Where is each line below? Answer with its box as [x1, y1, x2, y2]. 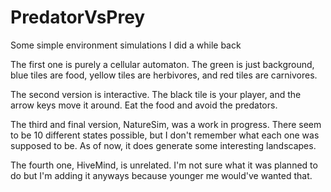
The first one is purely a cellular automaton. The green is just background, [10, 58, 315, 70]
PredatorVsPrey [10, 6, 146, 29]
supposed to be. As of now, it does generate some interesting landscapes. [10, 139, 317, 151]
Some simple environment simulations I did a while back [10, 39, 242, 51]
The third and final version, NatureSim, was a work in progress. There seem [10, 118, 322, 130]
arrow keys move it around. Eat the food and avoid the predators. [10, 99, 278, 111]
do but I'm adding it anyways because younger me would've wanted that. [10, 169, 313, 181]
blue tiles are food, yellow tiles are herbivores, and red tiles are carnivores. [10, 69, 318, 81]
